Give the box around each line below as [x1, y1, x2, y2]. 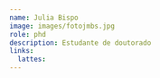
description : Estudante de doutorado [9, 38, 152, 48]
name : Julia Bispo [9, 13, 79, 22]
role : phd [9, 30, 47, 39]
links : [9, 47, 34, 56]
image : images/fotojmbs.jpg [9, 22, 116, 30]
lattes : [17, 55, 47, 64]
